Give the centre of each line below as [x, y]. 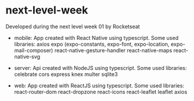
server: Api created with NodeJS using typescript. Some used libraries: [100, 68]
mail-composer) [34, 50]
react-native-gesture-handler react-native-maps [113, 50]
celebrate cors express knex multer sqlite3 [66, 74]
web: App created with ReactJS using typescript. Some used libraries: [99, 85]
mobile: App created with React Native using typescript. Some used [96, 38]
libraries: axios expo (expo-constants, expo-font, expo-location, [92, 44]
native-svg [27, 56]
